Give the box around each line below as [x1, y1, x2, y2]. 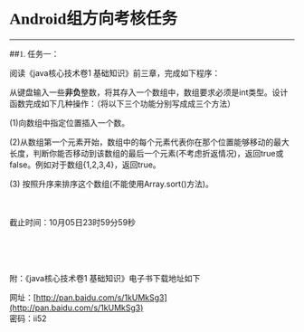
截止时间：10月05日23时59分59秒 [9, 216, 136, 227]
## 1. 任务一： [9, 48, 60, 59]
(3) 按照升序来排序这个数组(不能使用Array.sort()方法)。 [9, 178, 214, 189]
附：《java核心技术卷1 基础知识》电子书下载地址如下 [9, 272, 201, 283]
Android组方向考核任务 [9, 10, 178, 28]
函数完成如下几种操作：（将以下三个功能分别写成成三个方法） [9, 98, 235, 109]
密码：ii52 [9, 313, 47, 324]
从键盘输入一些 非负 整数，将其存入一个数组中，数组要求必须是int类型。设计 [9, 87, 289, 98]
